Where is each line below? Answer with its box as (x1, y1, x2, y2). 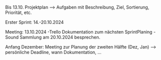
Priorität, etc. (5, 9, 32, 15)
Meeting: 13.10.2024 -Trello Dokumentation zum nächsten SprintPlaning (5, 29, 152, 34)
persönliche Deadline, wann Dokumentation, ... (5, 49, 101, 55)
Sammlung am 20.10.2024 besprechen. (19, 34, 100, 40)
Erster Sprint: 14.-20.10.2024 (5, 19, 64, 25)
